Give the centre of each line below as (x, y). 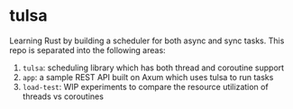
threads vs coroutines (63, 96)
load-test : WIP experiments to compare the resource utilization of (145, 86)
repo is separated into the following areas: (87, 50)
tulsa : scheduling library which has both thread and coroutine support (153, 68)
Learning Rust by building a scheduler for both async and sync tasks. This (147, 41)
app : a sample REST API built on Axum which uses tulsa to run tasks (148, 77)
